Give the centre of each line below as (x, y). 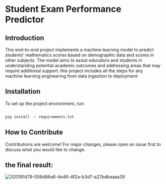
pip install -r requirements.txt (40, 117)
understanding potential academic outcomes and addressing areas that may (83, 66)
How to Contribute (34, 132)
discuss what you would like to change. (45, 149)
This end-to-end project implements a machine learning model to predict (80, 50)
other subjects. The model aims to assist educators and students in (74, 60)
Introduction (25, 38)
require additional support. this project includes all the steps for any (74, 71)
